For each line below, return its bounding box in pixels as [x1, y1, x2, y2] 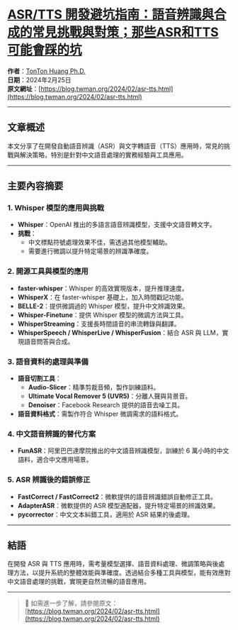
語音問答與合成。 [23, 337, 74, 346]
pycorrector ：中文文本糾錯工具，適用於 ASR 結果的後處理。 [17, 510, 193, 519]
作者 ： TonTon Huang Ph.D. [7, 67, 86, 75]
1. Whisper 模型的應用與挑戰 [7, 203, 105, 213]
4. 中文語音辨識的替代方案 [7, 429, 96, 438]
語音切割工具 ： [17, 374, 62, 383]
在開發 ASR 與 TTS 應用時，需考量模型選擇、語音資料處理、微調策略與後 [7, 560, 219, 568]
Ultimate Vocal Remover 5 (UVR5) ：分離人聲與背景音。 [28, 392, 192, 401]
